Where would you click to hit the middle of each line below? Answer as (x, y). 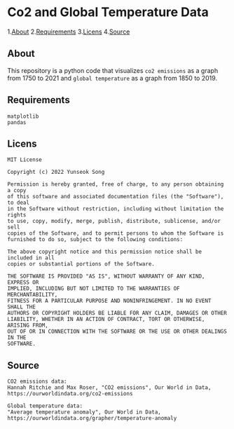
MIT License (25, 160)
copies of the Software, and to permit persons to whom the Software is (116, 233)
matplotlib (23, 116)
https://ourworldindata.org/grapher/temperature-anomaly (92, 418)
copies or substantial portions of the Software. (81, 264)
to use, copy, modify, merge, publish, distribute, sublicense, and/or (114, 222)
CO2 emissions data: (37, 382)
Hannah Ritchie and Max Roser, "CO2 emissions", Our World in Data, (109, 388)
